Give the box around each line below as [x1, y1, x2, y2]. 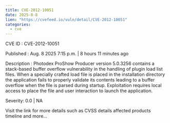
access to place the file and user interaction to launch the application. [5, 88, 153, 94]
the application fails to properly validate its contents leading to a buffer [5, 77, 155, 83]
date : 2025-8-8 [5, 12, 38, 17]
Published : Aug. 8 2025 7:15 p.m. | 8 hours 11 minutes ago [5, 51, 129, 57]
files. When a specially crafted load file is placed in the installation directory [5, 71, 165, 77]
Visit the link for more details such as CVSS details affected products [5, 108, 151, 114]
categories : [5, 22, 31, 27]
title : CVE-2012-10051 [5, 7, 54, 13]
